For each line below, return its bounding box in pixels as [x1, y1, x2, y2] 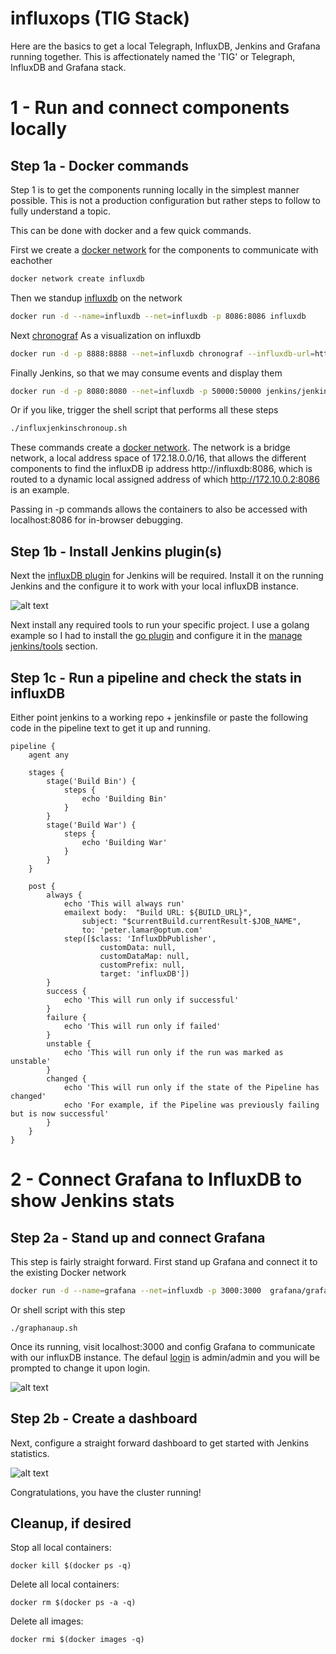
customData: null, [99, 942, 177, 952]
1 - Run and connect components [10, 97, 290, 119]
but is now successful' [10, 1108, 110, 1119]
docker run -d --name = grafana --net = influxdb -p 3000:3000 [10, 1285, 262, 1296]
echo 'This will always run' [63, 898, 186, 909]
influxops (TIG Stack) [10, 7, 190, 30]
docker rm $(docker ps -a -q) [10, 1598, 137, 1608]
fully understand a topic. [10, 205, 111, 217]
